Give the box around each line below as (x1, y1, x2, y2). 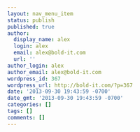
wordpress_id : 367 (7, 75, 61, 82)
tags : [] (7, 108, 33, 115)
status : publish (7, 17, 55, 24)
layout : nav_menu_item (7, 10, 73, 17)
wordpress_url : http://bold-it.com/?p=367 (7, 82, 133, 89)
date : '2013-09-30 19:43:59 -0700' (7, 88, 111, 95)
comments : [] (7, 114, 45, 121)
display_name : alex (13, 36, 71, 43)
